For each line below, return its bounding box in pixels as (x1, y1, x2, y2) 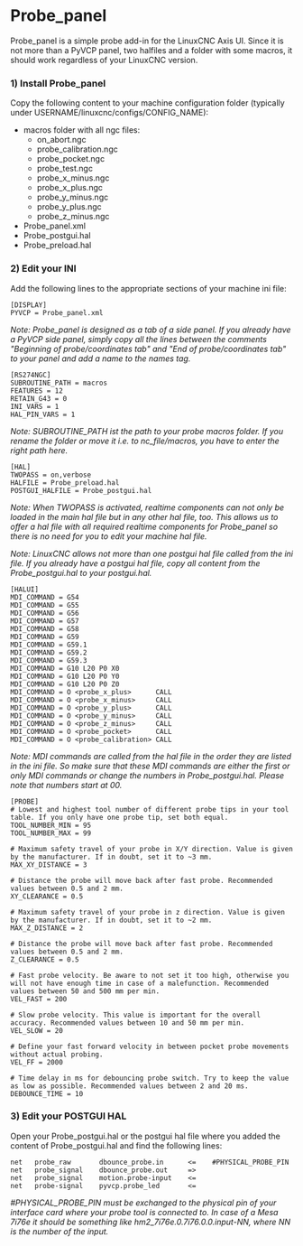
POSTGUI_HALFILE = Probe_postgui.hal (10, 486, 152, 495)
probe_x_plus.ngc (36, 182, 103, 193)
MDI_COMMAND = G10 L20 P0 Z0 (10, 679, 120, 689)
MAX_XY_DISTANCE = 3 (10, 860, 88, 869)
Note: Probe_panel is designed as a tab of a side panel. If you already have (10, 324, 291, 335)
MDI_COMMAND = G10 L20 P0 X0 (10, 664, 120, 673)
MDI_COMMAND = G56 (10, 609, 79, 618)
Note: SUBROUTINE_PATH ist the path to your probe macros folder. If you (10, 425, 284, 436)
